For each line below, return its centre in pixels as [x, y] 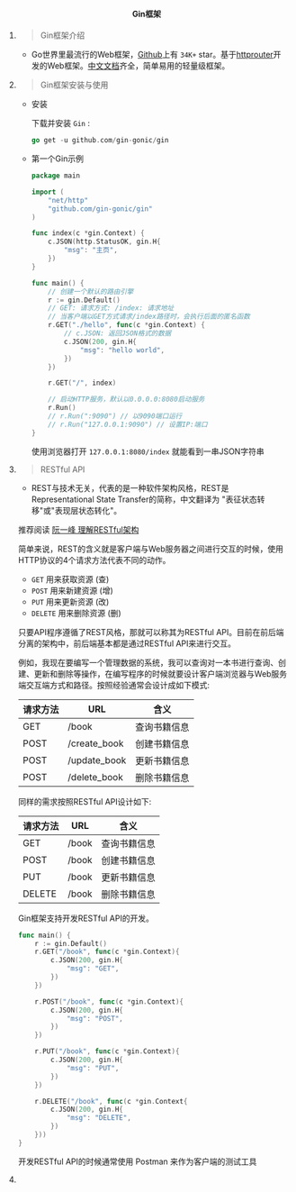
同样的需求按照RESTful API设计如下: [85, 801]
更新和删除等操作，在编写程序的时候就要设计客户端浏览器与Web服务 [161, 673]
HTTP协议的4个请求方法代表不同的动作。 [94, 560]
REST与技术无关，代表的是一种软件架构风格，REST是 [130, 487]
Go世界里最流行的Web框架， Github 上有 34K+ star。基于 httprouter [152, 55]
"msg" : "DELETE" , [99, 1118]
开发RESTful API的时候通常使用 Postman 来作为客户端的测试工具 [137, 1161]
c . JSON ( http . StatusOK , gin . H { [104, 242]
